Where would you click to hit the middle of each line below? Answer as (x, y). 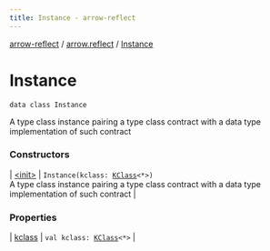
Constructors (40, 155)
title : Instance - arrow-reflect (73, 18)
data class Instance (49, 105)
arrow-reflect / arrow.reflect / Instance (81, 44)
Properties (33, 217)
